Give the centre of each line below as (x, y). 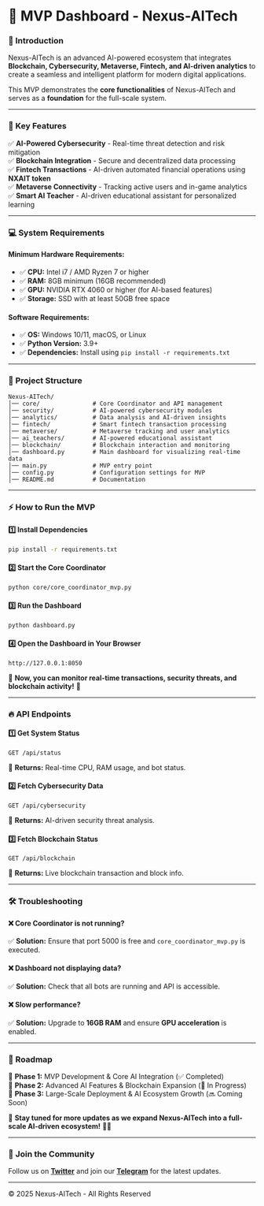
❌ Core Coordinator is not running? (66, 923)
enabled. (22, 1031)
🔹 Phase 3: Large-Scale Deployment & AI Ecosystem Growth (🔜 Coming (125, 1094)
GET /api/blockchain (42, 858)
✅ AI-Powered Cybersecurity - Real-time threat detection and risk (117, 143)
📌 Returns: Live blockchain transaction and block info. (96, 873)
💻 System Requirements (56, 233)
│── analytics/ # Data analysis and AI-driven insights (117, 418)
